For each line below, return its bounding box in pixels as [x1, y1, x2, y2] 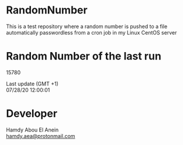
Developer [6, 107, 57, 120]
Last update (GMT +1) [6, 80, 58, 87]
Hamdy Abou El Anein [6, 126, 59, 133]
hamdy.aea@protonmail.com [6, 132, 75, 139]
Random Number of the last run [6, 50, 162, 63]
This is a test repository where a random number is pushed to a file [6, 23, 168, 30]
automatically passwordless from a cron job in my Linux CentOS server [6, 29, 177, 36]
